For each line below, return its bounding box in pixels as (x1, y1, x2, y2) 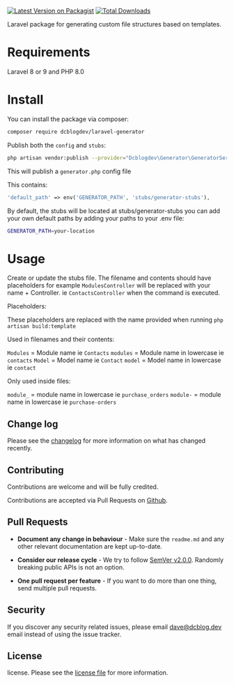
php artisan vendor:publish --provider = (7, 154, 127, 162)
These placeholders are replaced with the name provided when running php (7, 315, 224, 324)
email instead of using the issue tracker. (7, 630, 122, 638)
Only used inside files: (7, 377, 71, 386)
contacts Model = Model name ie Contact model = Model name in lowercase (7, 356, 221, 365)
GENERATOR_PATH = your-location (7, 227, 95, 235)
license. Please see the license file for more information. (7, 668, 169, 677)
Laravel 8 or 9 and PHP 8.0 (7, 67, 85, 76)
